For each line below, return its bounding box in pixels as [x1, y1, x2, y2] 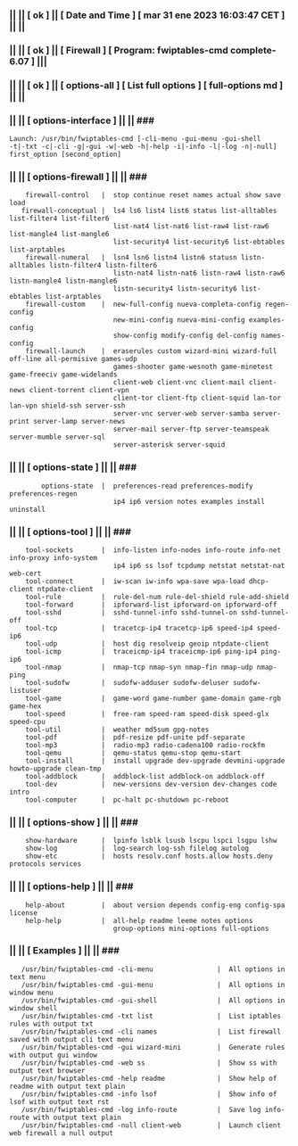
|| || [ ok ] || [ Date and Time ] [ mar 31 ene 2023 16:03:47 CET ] [9, 9, 286, 21]
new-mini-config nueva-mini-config [112, 316, 245, 325]
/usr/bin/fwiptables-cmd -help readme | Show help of [21, 1074, 277, 1083]
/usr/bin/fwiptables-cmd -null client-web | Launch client [21, 1120, 281, 1130]
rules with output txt [9, 1019, 94, 1028]
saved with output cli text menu [9, 1035, 134, 1043]
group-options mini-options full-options [112, 924, 269, 933]
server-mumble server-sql [9, 433, 105, 441]
